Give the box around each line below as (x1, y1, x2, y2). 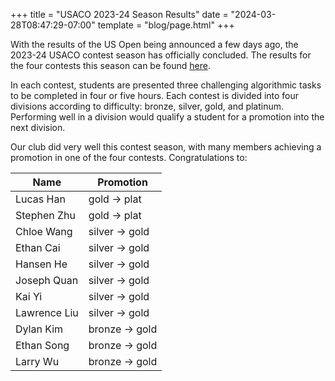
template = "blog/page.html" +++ (97, 19, 235, 31)
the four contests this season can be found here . (10, 60, 211, 71)
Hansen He (15, 257, 68, 271)
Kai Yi (15, 290, 43, 303)
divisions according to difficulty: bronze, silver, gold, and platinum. (10, 100, 285, 112)
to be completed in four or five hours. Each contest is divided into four (10, 90, 300, 101)
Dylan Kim (15, 322, 64, 336)
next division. (10, 122, 66, 133)
